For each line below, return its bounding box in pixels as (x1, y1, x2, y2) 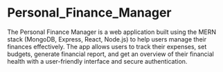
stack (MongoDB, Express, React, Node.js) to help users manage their (7, 35, 206, 43)
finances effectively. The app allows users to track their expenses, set (7, 42, 207, 51)
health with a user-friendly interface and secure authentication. (7, 57, 188, 65)
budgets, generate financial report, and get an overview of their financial (7, 50, 215, 58)
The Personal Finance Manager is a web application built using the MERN (7, 28, 217, 36)
